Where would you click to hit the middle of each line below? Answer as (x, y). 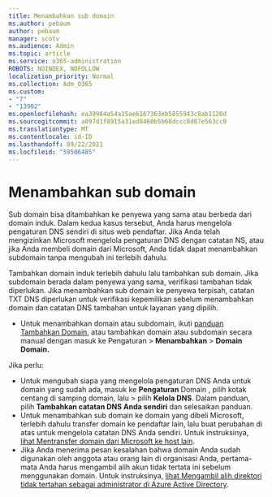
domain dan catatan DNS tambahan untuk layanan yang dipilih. (114, 308)
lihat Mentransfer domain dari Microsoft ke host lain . (108, 441)
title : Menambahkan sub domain (61, 16)
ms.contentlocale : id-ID (50, 136)
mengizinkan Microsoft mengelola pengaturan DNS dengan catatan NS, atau (136, 240)
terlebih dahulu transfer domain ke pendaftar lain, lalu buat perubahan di (141, 424)
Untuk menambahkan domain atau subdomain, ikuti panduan (122, 324)
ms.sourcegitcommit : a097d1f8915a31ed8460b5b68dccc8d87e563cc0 (118, 122)
